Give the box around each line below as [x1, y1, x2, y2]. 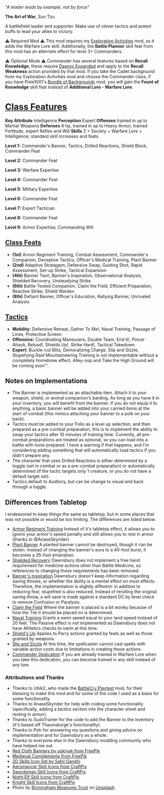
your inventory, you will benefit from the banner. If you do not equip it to [12, 400, 158, 406]
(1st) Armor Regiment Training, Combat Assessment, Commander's [12, 251, 148, 257]
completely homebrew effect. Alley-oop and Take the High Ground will [12, 357, 154, 363]
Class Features [5, 101, 68, 113]
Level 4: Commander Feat [5, 177, 58, 183]
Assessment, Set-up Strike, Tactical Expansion [12, 267, 107, 273]
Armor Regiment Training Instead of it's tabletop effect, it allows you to [12, 526, 155, 532]
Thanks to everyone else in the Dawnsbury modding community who [12, 737, 151, 743]
